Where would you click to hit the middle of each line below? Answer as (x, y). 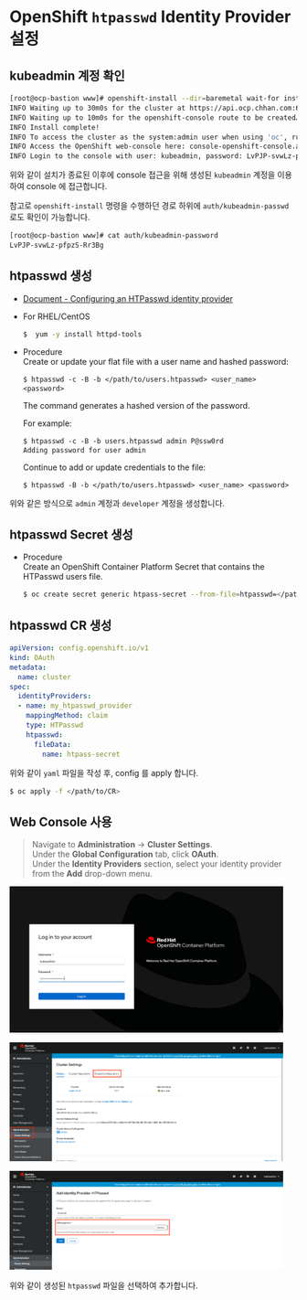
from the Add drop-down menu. (92, 874)
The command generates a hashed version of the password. (136, 405)
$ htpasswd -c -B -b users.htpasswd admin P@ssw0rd (123, 441)
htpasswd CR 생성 (61, 625)
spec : (20, 687)
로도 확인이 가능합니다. (50, 218)
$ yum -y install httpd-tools (82, 334)
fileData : (52, 744)
